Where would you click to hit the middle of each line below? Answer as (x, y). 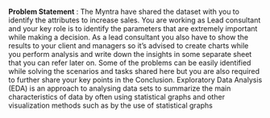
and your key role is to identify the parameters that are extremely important (133, 28)
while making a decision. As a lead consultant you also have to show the (128, 37)
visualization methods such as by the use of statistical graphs (111, 105)
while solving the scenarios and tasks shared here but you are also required (134, 71)
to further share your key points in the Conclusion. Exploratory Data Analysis (135, 80)
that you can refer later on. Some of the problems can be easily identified (130, 63)
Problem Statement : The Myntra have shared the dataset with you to (124, 12)
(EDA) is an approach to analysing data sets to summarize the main (120, 88)
